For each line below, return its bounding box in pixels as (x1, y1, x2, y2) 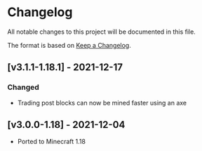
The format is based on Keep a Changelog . (7, 41, 131, 49)
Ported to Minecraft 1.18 (17, 138, 86, 146)
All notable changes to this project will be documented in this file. (7, 27, 196, 36)
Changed (7, 82, 40, 92)
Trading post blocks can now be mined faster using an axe (17, 98, 187, 107)
